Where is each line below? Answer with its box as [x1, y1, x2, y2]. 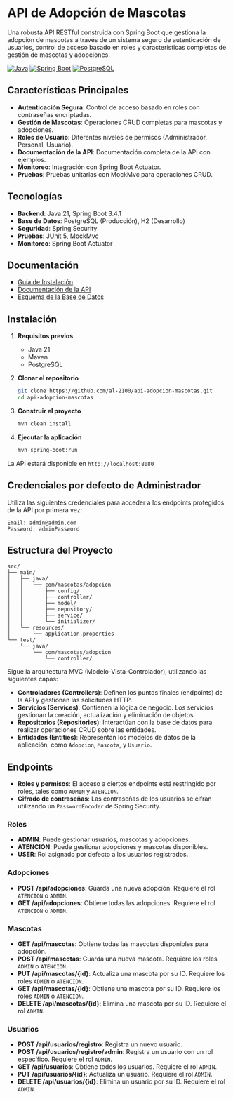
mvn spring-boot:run [17, 446, 78, 453]
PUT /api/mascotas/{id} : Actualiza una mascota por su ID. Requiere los [17, 970, 225, 978]
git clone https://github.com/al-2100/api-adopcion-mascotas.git [17, 387, 213, 394]
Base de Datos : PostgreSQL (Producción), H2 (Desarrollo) [17, 216, 186, 225]
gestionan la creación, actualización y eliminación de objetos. [17, 711, 195, 719]
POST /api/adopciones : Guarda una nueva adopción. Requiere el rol [17, 884, 215, 892]
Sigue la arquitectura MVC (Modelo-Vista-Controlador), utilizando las [7, 667, 207, 676]
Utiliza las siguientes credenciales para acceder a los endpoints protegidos [7, 498, 225, 507]
